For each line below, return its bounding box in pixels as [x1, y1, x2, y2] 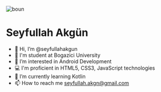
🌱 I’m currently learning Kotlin [14, 73, 86, 80]
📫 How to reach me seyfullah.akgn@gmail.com [14, 79, 129, 86]
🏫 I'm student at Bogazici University [14, 52, 101, 59]
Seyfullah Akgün [6, 26, 89, 39]
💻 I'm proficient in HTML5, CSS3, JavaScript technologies [14, 64, 156, 71]
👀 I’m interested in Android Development [14, 57, 112, 64]
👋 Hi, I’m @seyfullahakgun [14, 45, 78, 52]
